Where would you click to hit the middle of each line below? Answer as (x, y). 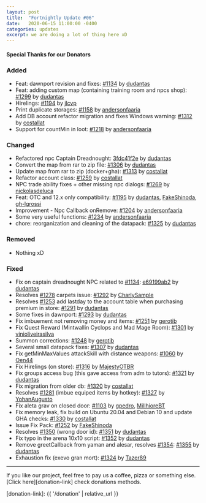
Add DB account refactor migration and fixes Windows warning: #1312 (104, 116)
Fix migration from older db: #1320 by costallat (74, 386)
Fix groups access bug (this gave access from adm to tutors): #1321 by (105, 373)
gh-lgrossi (28, 204)
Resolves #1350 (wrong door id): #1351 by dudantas (81, 431)
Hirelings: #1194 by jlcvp (46, 103)
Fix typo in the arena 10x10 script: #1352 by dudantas (82, 438)
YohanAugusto (34, 399)
